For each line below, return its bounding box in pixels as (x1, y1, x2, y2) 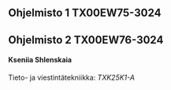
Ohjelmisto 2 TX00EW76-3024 (8, 33, 164, 47)
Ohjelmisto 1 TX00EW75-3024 (8, 6, 162, 20)
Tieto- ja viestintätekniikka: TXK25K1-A (8, 73, 136, 82)
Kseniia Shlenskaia (8, 55, 72, 65)
